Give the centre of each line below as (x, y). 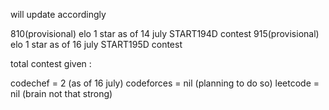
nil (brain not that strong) (61, 93)
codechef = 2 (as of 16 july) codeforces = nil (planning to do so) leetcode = (165, 83)
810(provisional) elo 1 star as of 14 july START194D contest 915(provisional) (165, 33)
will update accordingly (58, 14)
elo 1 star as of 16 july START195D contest (96, 44)
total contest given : (51, 63)
